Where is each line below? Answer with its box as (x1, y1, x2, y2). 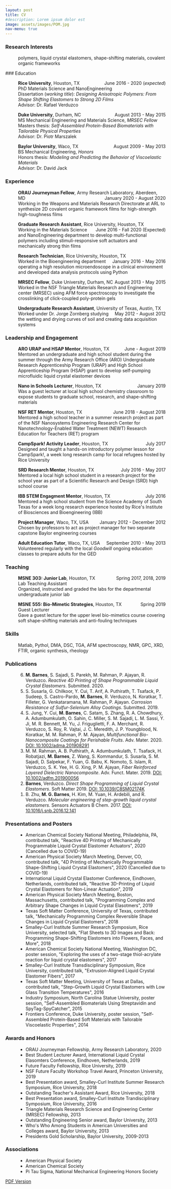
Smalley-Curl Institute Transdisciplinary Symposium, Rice (25, 962, 146, 968)
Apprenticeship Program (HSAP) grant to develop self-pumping (18, 367, 151, 374)
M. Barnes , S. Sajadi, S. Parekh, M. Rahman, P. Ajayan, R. (25, 671, 146, 678)
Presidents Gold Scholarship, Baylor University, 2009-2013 (25, 1133, 149, 1139)
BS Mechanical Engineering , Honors (18, 149, 94, 155)
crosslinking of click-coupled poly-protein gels (18, 295, 116, 301)
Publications (5, 660, 37, 667)
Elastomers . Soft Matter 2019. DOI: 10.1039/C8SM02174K (25, 785, 145, 792)
